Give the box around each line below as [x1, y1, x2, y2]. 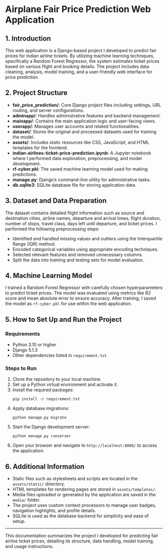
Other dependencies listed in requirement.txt [12, 352, 107, 358]
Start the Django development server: [12, 424, 90, 430]
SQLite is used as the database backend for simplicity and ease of [12, 513, 149, 519]
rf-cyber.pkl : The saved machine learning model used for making [12, 166, 148, 172]
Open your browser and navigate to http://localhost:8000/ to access [12, 443, 157, 449]
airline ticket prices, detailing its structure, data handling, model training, [5, 538, 154, 544]
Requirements [5, 330, 40, 337]
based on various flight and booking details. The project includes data [5, 64, 149, 69]
